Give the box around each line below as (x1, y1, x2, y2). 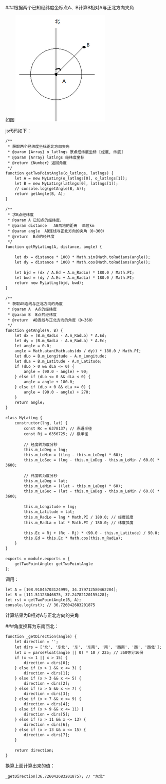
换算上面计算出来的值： (5, 763, 55, 769)
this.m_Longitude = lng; (24, 504, 77, 509)
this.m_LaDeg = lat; (24, 478, 68, 484)
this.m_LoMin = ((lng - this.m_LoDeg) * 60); (24, 452, 123, 457)
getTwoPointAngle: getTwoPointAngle (14, 561, 94, 566)
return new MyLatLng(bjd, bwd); (14, 280, 84, 286)
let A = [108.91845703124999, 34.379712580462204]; (5, 587, 118, 592)
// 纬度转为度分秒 (24, 473, 58, 478)
